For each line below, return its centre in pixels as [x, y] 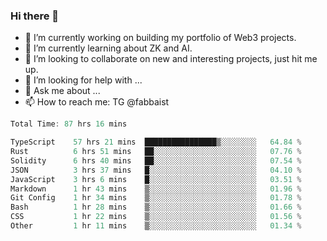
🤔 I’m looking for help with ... [83, 80]
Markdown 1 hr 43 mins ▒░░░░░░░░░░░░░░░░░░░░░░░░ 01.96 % [156, 189]
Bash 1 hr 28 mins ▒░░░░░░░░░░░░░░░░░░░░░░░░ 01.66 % [156, 207]
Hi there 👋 [35, 16]
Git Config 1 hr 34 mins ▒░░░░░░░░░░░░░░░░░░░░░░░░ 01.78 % [156, 198]
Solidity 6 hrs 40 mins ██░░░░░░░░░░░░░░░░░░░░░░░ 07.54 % [156, 160]
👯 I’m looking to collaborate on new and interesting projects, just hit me [171, 59]
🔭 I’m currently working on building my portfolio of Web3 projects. [160, 38]
